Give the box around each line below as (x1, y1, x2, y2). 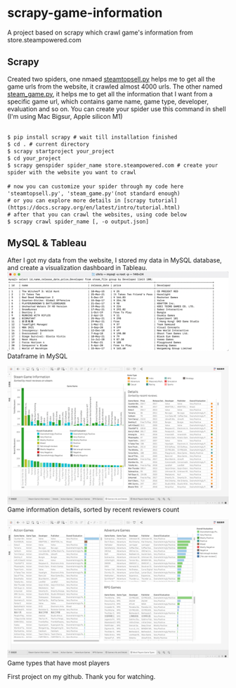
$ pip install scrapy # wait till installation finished (7, 134, 178, 141)
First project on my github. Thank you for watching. (7, 672, 156, 680)
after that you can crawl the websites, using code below (13, 211, 188, 218)
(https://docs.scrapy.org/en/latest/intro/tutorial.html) (7, 204, 181, 211)
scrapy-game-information (7, 5, 163, 21)
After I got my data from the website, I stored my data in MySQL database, (7, 255, 223, 265)
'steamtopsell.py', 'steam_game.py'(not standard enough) (7, 190, 181, 197)
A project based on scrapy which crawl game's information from (7, 28, 193, 37)
